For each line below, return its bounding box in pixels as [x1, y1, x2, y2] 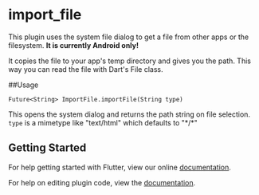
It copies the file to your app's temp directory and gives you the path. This [8, 56, 251, 66]
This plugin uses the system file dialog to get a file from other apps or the [8, 32, 249, 42]
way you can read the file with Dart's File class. [8, 64, 163, 74]
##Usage [8, 80, 39, 90]
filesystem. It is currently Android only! [8, 40, 139, 50]
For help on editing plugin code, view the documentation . [8, 177, 196, 187]
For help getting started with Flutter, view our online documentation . [8, 162, 231, 172]
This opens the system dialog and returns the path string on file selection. [8, 109, 251, 119]
